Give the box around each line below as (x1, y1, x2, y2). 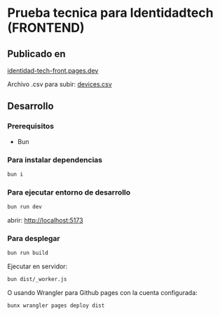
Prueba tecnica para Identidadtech (7, 5, 214, 21)
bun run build (7, 249, 49, 257)
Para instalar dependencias (7, 154, 103, 164)
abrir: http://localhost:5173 (7, 216, 83, 225)
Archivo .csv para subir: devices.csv (7, 80, 112, 88)
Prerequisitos (7, 121, 55, 131)
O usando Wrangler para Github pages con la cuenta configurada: (7, 289, 198, 297)
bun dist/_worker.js (7, 276, 68, 283)
